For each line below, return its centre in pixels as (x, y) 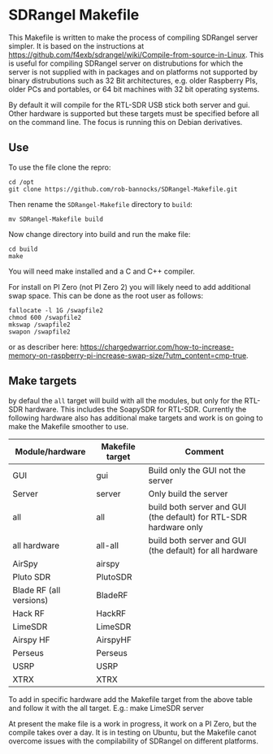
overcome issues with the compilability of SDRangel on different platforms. (133, 741)
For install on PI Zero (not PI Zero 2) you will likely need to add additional (130, 287)
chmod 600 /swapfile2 (45, 317)
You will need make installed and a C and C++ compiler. (102, 271)
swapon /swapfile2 (39, 332)
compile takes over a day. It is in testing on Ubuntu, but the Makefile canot (133, 732)
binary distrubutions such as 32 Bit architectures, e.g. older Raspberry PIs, (133, 80)
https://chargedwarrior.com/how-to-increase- (157, 347)
